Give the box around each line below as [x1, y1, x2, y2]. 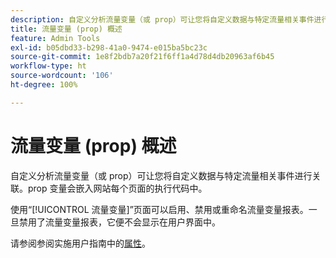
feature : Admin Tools [10, 33, 101, 43]
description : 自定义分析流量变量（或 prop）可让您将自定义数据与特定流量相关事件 [10, 14, 315, 25]
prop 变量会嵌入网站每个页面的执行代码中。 [27, 182, 208, 194]
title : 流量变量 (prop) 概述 [10, 24, 123, 34]
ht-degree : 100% [10, 80, 78, 90]
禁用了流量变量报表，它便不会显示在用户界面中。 [18, 216, 221, 228]
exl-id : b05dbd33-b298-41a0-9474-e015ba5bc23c [10, 42, 208, 53]
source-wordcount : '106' [10, 71, 114, 81]
